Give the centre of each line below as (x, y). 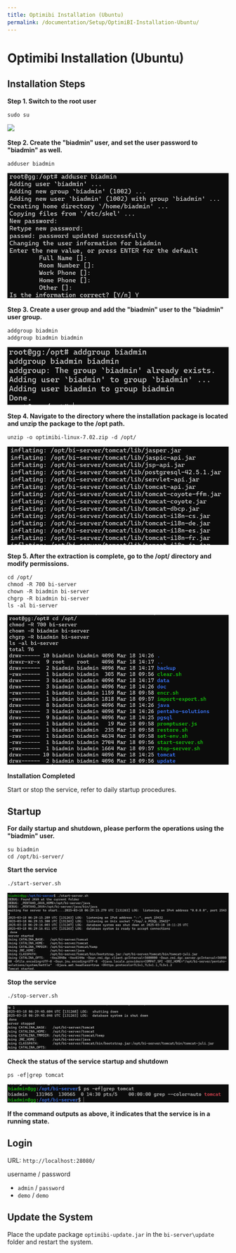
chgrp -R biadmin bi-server (48, 599)
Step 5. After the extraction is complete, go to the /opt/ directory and (110, 556)
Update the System (50, 1217)
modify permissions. (38, 564)
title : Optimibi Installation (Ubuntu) (66, 15)
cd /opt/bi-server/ (36, 857)
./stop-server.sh (33, 996)
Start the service (32, 870)
